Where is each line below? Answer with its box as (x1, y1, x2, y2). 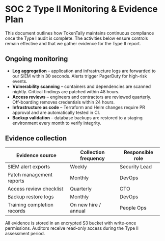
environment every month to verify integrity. (12, 120, 102, 126)
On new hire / (70, 201, 101, 208)
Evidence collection (5, 134, 67, 143)
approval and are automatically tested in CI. (12, 109, 101, 115)
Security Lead (119, 163, 152, 170)
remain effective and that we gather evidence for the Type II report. (5, 40, 141, 46)
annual (70, 207, 86, 214)
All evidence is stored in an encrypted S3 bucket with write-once (5, 220, 137, 226)
